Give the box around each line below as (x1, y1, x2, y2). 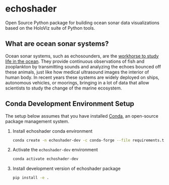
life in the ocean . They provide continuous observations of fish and (5, 58, 145, 64)
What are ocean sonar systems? (5, 40, 109, 48)
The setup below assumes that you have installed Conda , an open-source (5, 113, 159, 119)
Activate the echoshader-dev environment (12, 147, 98, 153)
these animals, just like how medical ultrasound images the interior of (5, 69, 149, 75)
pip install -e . (12, 175, 49, 180)
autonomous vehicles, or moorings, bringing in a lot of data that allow (5, 79, 149, 85)
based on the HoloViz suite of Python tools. (5, 25, 95, 31)
